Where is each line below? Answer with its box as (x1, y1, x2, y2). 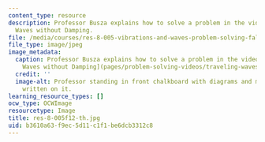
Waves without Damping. (15, 26, 93, 34)
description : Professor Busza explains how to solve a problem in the (8, 19, 245, 27)
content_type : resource (8, 11, 87, 20)
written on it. (22, 84, 73, 93)
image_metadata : (8, 48, 62, 56)
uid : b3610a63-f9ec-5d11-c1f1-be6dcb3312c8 (8, 121, 154, 129)
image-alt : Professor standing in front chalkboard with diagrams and (15, 77, 252, 85)
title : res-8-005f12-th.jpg (8, 114, 101, 122)
